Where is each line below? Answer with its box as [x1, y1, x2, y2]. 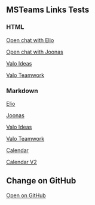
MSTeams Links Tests [6, 5, 90, 15]
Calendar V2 [6, 158, 37, 165]
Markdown [6, 87, 38, 95]
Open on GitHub [6, 192, 46, 199]
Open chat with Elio [6, 36, 54, 44]
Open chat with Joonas [6, 48, 64, 55]
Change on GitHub [6, 176, 76, 186]
